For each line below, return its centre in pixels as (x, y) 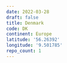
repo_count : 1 (24, 51)
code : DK (17, 28)
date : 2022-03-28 (28, 12)
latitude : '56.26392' (33, 40)
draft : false (22, 17)
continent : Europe (29, 34)
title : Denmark (25, 23)
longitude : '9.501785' (34, 46)
